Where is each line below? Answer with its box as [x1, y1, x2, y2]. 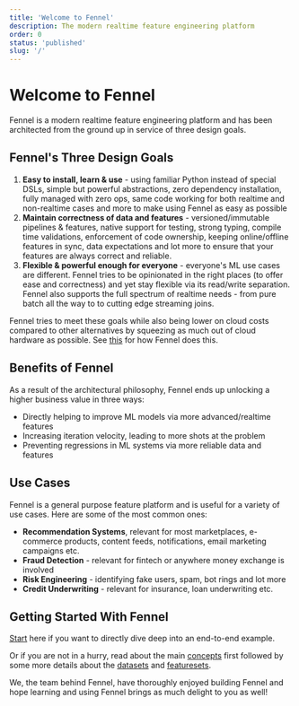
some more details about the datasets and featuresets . [9, 660, 212, 671]
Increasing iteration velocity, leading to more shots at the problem [22, 430, 266, 440]
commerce [22, 536, 63, 546]
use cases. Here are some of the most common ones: [9, 509, 208, 519]
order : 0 [9, 30, 42, 39]
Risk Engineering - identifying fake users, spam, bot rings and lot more [22, 573, 286, 584]
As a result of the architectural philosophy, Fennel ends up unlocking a [9, 384, 270, 395]
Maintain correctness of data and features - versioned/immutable [22, 212, 270, 222]
